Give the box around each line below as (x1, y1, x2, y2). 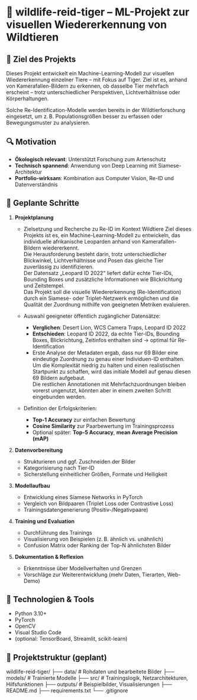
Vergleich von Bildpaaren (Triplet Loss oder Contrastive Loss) (23, 500, 174, 507)
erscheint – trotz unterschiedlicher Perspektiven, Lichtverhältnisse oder (6, 89, 180, 95)
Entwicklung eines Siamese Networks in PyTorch (23, 493, 143, 500)
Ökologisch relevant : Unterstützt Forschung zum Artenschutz (14, 155, 167, 162)
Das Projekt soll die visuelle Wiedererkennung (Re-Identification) (23, 288, 182, 295)
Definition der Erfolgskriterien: (23, 404, 98, 411)
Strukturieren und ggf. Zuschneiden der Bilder (23, 458, 136, 465)
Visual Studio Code (14, 629, 62, 636)
